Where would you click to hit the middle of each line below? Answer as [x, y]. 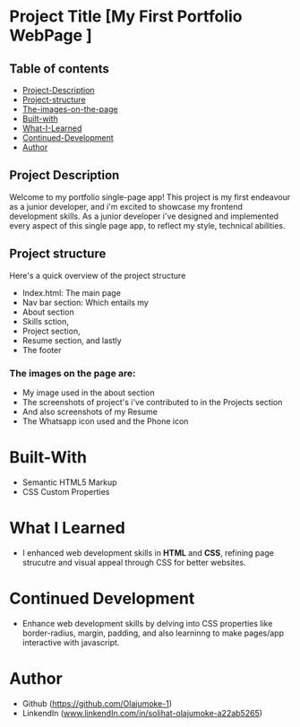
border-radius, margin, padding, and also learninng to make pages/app [153, 633]
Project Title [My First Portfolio [126, 17]
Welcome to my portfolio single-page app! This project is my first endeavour [150, 197]
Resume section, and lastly [72, 340]
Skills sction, [46, 321]
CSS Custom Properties [66, 491]
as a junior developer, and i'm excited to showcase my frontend [126, 206]
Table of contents [59, 69]
